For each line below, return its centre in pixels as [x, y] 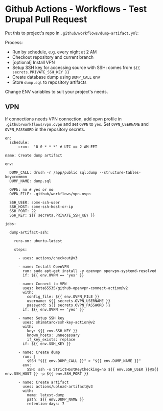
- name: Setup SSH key [41, 318]
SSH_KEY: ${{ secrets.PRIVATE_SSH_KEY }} [52, 215]
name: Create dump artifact [34, 155]
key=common [16, 177]
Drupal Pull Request [46, 19]
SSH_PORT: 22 [23, 211]
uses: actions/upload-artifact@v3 [58, 387]
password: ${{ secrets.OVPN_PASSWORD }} [69, 305]
